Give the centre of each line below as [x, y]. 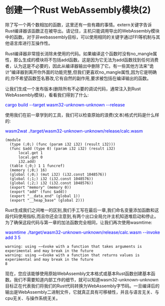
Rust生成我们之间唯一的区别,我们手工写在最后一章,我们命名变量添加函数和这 [82, 210]
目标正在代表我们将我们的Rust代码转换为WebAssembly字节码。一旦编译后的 [82, 286]
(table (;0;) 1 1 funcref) [37, 166]
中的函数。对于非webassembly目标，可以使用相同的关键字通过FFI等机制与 [81, 37]
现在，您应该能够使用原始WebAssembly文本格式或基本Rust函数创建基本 [78, 273]
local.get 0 [30, 157]
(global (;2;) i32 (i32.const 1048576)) [51, 183]
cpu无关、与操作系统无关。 [33, 298]
